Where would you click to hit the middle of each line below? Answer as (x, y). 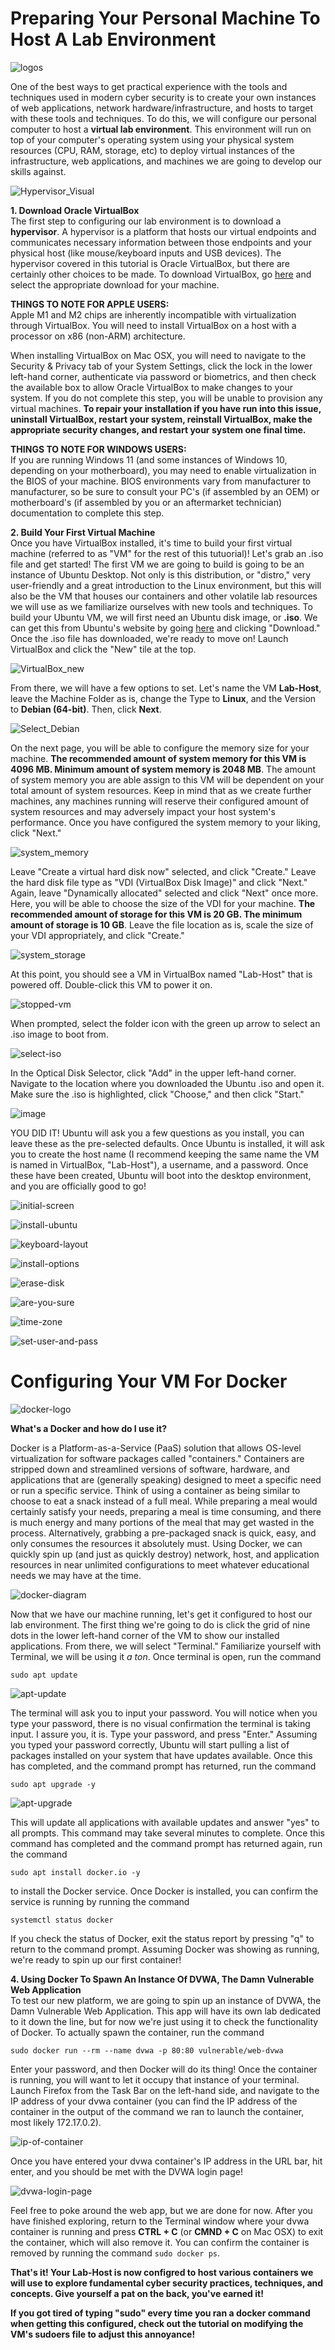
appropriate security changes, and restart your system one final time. (158, 429)
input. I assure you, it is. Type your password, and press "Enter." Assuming (164, 1734)
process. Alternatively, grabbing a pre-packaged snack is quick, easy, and (163, 1533)
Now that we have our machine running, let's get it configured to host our (161, 1614)
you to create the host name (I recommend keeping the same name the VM (165, 1154)
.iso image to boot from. (59, 1034)
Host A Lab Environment (113, 39)
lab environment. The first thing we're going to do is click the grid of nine (160, 1624)
